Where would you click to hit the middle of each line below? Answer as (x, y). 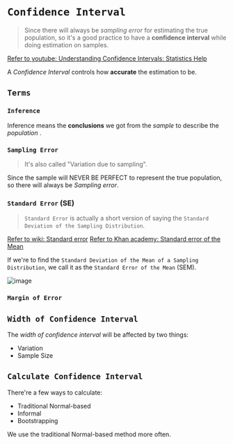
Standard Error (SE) (41, 203)
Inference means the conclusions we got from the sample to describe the (113, 125)
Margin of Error (35, 298)
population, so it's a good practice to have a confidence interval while (125, 38)
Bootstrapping (38, 420)
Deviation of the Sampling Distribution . (84, 225)
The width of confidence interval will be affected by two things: (98, 334)
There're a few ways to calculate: (55, 393)
